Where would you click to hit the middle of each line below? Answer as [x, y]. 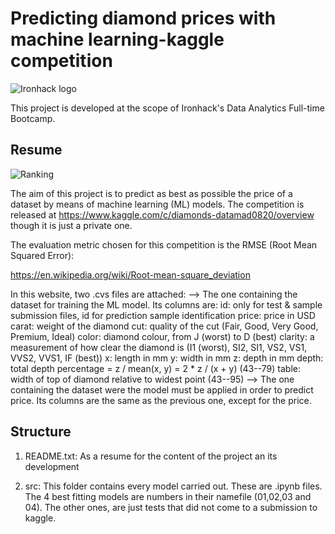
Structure [41, 432]
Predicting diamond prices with [143, 18]
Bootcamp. [33, 118]
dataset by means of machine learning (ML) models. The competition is [157, 204]
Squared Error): [42, 255]
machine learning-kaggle [117, 39]
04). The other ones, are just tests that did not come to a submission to [171, 507]
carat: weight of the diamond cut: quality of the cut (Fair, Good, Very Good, [164, 326]
